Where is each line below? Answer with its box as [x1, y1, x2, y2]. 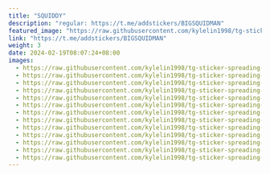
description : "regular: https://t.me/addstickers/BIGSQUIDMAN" [8, 19, 225, 27]
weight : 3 [8, 42, 42, 50]
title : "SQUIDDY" [8, 11, 67, 20]
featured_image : [8, 26, 63, 34]
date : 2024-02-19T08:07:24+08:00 [8, 49, 121, 57]
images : [8, 57, 35, 65]
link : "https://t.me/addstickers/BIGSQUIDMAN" [8, 34, 167, 42]
